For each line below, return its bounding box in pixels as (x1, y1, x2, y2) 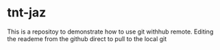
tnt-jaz (7, 5, 47, 21)
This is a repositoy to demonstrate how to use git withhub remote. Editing (7, 27, 214, 36)
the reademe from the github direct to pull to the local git (7, 34, 167, 42)
